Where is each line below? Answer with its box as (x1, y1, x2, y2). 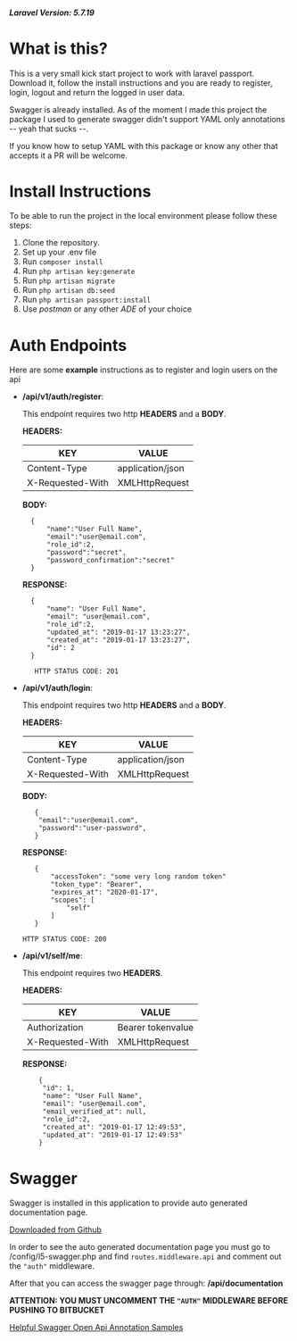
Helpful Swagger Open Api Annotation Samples (9, 1322, 184, 1333)
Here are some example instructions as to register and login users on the (9, 364, 278, 375)
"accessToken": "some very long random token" (50, 872, 227, 881)
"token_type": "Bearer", (50, 880, 143, 889)
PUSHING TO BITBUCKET (9, 1304, 105, 1316)
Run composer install (21, 256, 103, 267)
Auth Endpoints (9, 335, 128, 355)
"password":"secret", (45, 548, 127, 557)
